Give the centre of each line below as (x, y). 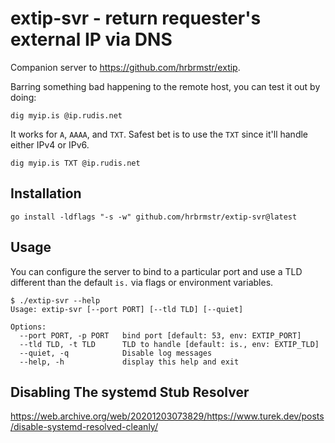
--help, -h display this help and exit (129, 362)
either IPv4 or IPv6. (50, 144)
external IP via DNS (91, 39)
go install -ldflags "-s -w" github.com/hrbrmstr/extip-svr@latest (154, 217)
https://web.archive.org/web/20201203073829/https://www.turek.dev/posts (167, 416)
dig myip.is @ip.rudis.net (66, 115)
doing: (23, 97)
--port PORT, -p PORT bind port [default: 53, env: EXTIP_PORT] (160, 335)
